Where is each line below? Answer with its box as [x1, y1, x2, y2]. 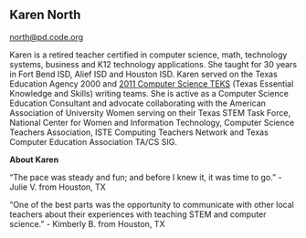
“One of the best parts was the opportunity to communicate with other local [9, 199, 295, 210]
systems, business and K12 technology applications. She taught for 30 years [9, 58, 298, 69]
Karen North [9, 7, 81, 23]
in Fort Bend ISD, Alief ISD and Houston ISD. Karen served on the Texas [9, 68, 279, 79]
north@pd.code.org [9, 31, 84, 42]
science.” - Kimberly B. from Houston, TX [9, 218, 165, 229]
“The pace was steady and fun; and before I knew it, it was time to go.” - [9, 171, 282, 182]
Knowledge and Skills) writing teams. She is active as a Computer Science [9, 88, 290, 98]
